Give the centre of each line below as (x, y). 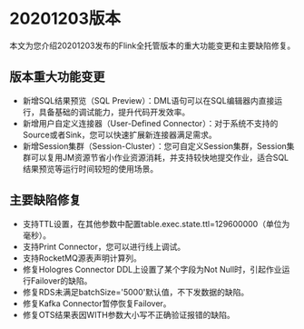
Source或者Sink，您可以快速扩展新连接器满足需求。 (119, 135)
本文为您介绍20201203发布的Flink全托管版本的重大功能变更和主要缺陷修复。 (152, 45)
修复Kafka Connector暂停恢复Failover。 (97, 303)
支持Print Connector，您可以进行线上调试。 (104, 246)
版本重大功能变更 (57, 77)
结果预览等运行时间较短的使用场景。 (90, 168)
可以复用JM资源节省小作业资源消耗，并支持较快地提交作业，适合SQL (160, 157)
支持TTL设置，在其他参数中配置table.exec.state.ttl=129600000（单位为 (156, 224)
